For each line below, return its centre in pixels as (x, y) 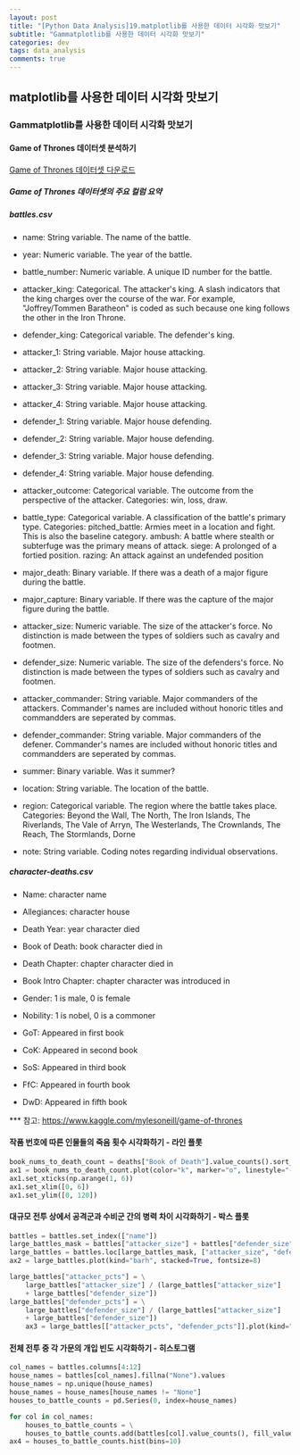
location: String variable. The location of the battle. (116, 788)
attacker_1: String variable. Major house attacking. (113, 352)
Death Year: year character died (81, 928)
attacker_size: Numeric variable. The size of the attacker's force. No (147, 626)
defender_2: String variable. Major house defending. (118, 438)
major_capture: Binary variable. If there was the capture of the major (148, 599)
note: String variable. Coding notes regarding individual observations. (150, 851)
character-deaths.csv (51, 872)
